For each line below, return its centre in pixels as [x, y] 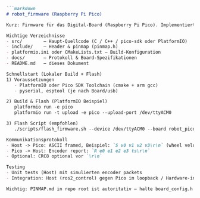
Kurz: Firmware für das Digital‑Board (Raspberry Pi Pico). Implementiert [101, 25]
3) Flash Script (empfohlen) [42, 123]
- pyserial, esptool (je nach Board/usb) [66, 91]
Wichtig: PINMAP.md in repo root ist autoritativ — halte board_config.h [100, 189]
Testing [16, 167]
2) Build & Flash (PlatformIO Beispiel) [57, 101]
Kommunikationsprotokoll [37, 140]
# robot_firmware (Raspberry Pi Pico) [54, 14]
